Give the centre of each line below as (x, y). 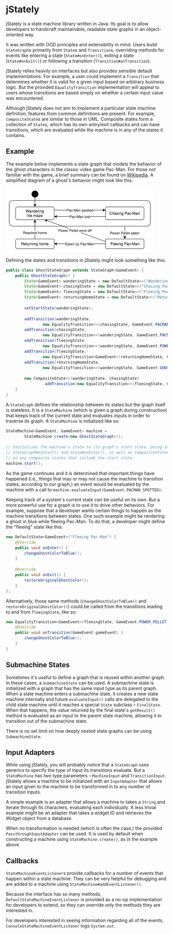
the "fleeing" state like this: (34, 527)
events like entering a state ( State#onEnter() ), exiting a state (70, 55)
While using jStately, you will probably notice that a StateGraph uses (78, 765)
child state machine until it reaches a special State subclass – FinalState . (83, 704)
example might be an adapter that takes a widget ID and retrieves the (79, 813)
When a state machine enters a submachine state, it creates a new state (82, 694)
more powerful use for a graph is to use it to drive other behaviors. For (80, 505)
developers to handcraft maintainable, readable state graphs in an (75, 29)
